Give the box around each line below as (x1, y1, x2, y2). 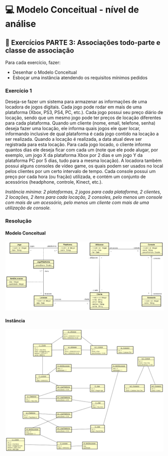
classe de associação (5, 46, 74, 54)
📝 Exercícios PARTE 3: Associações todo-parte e (5, 38, 161, 47)
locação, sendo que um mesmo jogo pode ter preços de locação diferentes (5, 115, 161, 121)
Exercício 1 (5, 87, 32, 94)
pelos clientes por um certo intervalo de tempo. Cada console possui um (5, 168, 156, 175)
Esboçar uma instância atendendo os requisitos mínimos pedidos (12, 75, 148, 81)
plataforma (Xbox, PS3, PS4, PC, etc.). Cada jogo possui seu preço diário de (5, 109, 163, 116)
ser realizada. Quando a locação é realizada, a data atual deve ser (5, 136, 142, 142)
